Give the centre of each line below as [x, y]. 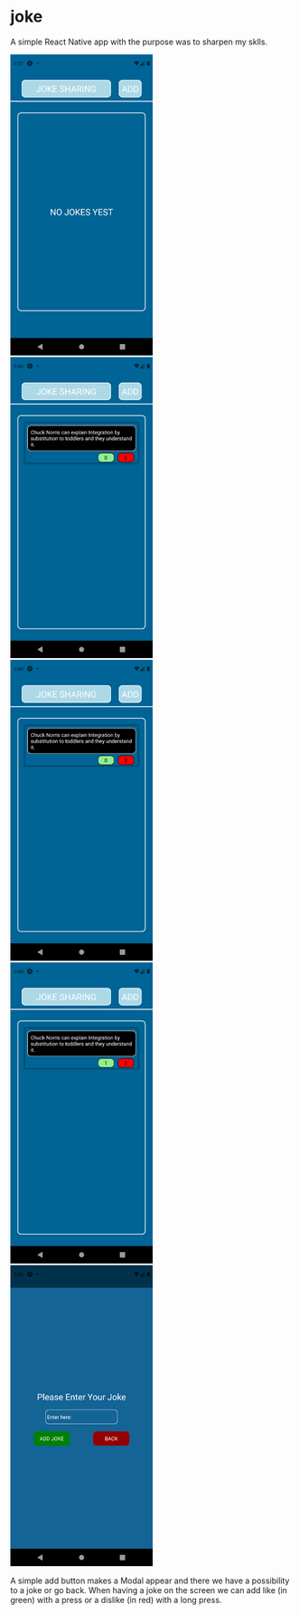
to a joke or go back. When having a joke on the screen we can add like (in [149, 1590]
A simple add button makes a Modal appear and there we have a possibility [150, 1581]
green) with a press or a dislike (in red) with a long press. [116, 1600]
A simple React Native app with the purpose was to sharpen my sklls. [139, 42]
